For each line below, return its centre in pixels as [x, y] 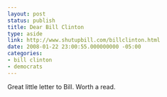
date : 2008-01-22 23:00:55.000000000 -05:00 [74, 47]
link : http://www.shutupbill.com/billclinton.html [84, 40]
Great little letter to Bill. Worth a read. [61, 86]
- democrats [25, 67]
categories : [25, 54]
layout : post [27, 14]
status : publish [31, 21]
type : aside [25, 34]
